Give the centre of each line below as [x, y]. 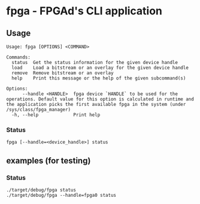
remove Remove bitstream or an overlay [63, 73]
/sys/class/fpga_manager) [38, 109]
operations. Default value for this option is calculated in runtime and [100, 99]
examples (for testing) [49, 161]
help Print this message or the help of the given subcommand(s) [99, 78]
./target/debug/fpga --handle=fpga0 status [61, 195]
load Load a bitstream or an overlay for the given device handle [100, 68]
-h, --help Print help [56, 115]
